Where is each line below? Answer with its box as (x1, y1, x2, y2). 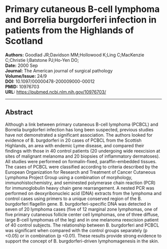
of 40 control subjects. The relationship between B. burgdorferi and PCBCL (5, 222, 160, 228)
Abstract (5, 108, 33, 117)
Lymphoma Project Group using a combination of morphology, (5, 174, 133, 180)
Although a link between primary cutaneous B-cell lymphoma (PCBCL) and (5, 121, 159, 127)
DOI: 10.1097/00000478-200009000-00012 (5, 78, 95, 84)
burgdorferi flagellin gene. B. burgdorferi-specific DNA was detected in (5, 201, 151, 207)
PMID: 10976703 (5, 83, 40, 89)
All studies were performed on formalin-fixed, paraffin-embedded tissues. (5, 158, 157, 164)
